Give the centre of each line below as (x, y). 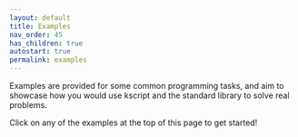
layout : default (40, 18)
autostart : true (40, 52)
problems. (28, 105)
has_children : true (46, 43)
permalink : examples (49, 60)
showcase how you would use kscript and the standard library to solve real (149, 95)
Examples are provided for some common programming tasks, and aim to (147, 86)
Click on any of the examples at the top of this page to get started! (134, 122)
